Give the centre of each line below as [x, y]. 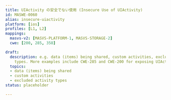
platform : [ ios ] [22, 24]
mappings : [16, 34]
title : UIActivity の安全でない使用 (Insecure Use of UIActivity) [74, 10]
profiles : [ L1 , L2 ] [26, 29]
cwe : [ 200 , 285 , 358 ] [33, 43]
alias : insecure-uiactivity [35, 19]
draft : [12, 52]
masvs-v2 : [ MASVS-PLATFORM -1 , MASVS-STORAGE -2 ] [61, 39]
